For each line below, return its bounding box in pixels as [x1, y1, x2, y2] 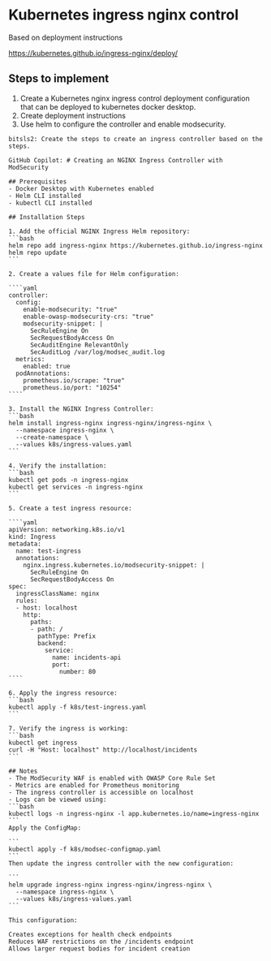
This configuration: [8, 916, 79, 924]
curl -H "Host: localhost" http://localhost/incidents [8, 745, 198, 754]
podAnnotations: [15, 369, 71, 377]
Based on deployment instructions [8, 32, 123, 42]
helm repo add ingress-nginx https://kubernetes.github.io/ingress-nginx [8, 241, 264, 249]
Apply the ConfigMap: [8, 824, 82, 832]
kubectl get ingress [8, 739, 79, 747]
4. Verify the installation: [8, 461, 107, 470]
